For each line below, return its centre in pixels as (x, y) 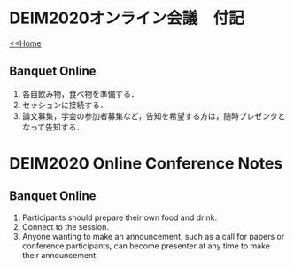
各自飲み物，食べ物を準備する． (80, 93)
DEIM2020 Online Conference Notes (146, 163)
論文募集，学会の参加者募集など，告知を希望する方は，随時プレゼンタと (154, 115)
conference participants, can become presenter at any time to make (146, 246)
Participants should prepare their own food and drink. (120, 217)
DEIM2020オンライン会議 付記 (127, 18)
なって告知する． (53, 127)
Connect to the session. (65, 226)
